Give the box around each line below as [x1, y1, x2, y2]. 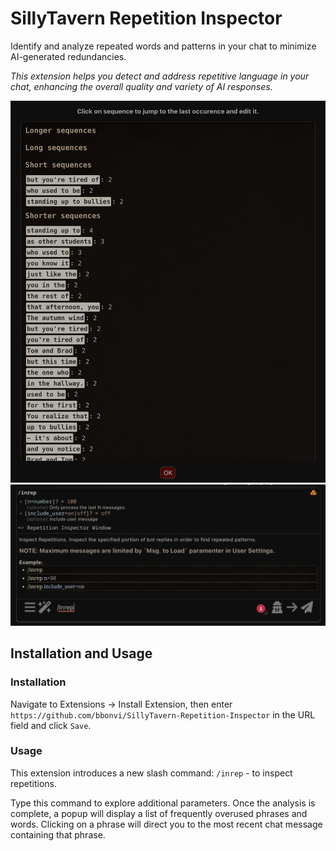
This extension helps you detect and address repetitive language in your [10, 70, 310, 82]
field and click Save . [10, 719, 92, 731]
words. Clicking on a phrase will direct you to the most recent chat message [10, 818, 323, 830]
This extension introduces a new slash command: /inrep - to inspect [10, 767, 293, 779]
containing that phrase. [10, 828, 106, 841]
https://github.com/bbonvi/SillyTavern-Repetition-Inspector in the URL [10, 708, 316, 721]
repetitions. [10, 777, 57, 789]
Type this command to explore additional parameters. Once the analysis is [10, 797, 316, 809]
